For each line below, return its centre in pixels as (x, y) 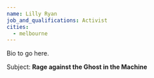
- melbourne (31, 33)
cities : (18, 27)
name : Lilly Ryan (32, 14)
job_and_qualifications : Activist (57, 20)
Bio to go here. (28, 53)
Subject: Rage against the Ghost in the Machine (77, 67)
